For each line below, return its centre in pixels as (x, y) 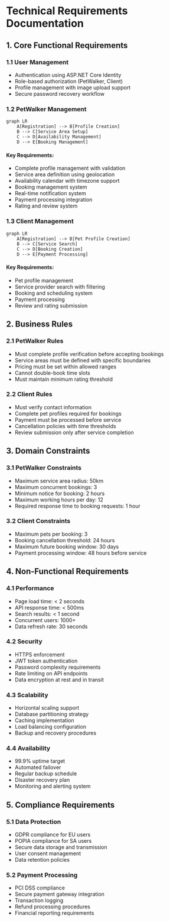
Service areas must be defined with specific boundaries (83, 360)
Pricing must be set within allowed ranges (66, 366)
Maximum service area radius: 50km (59, 481)
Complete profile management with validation (70, 168)
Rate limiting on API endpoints (51, 673)
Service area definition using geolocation (65, 174)
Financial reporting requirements (54, 913)
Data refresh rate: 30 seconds (51, 626)
